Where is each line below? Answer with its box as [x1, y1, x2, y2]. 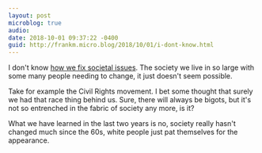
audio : [8, 26, 30, 34]
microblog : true [8, 19, 62, 27]
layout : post [8, 11, 51, 20]
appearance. [8, 136, 50, 145]
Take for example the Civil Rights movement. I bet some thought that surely [8, 86, 253, 96]
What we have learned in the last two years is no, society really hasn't [8, 119, 236, 128]
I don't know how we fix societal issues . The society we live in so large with [8, 63, 255, 72]
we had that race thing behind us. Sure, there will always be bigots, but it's [8, 95, 252, 105]
